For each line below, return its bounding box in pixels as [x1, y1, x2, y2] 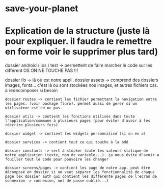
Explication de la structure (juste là [5, 25, 150, 37]
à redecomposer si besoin [5, 88, 58, 94]
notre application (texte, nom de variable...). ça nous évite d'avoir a [5, 153, 160, 158]
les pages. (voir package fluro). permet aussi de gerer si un [5, 101, 137, 106]
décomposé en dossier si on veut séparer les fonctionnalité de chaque [5, 170, 155, 175]
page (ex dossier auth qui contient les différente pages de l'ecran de [5, 174, 157, 179]
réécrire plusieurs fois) [5, 123, 58, 128]
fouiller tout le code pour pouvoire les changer [5, 157, 109, 162]
